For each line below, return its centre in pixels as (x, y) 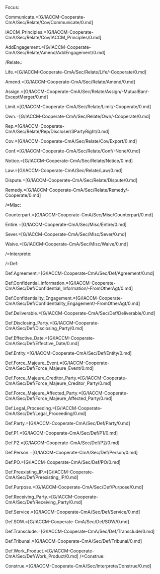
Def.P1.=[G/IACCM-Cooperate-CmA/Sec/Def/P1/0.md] (62, 433)
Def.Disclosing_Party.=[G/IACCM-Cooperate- (52, 323)
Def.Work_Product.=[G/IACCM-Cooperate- (50, 551)
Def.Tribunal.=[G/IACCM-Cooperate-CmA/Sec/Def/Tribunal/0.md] (74, 541)
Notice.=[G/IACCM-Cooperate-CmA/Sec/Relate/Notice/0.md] (69, 161)
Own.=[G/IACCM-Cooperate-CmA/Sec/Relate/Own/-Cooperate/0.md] (78, 116)
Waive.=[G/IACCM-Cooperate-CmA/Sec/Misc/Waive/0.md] (67, 244)
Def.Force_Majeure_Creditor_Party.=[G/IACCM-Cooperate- (66, 378)
